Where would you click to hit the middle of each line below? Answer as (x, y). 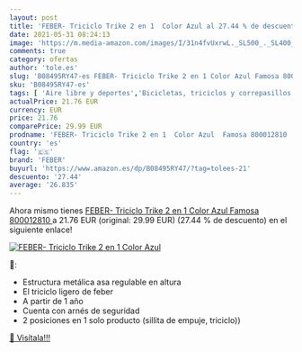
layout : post (34, 18)
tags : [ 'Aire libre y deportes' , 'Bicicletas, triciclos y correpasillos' (152, 93)
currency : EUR (36, 110)
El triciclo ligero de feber (68, 292)
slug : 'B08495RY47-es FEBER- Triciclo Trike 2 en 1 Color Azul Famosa (144, 77)
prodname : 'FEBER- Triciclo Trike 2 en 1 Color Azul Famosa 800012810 (148, 135)
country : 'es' (36, 143)
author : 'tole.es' (44, 68)
